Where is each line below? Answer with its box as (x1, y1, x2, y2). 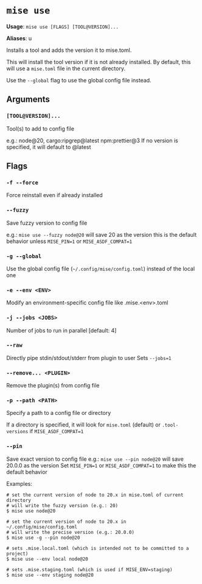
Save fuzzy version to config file (6, 219, 88, 226)
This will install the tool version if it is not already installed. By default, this (6, 58, 191, 65)
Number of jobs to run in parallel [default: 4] (6, 326, 117, 334)
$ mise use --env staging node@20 (6, 572, 94, 578)
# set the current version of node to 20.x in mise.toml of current (6, 492, 184, 498)
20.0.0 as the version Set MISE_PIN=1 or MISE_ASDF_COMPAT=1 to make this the (6, 461, 197, 469)
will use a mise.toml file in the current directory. (6, 65, 126, 72)
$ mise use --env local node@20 (6, 556, 88, 562)
